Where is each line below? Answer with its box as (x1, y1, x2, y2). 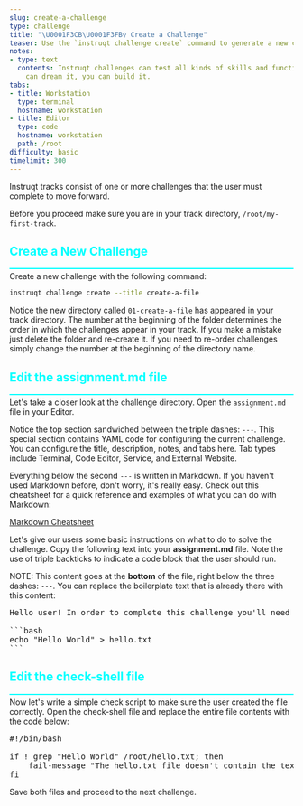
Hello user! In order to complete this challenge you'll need (9, 607, 290, 617)
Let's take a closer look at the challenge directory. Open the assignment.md (9, 397, 287, 408)
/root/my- (242, 210, 280, 219)
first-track (9, 219, 54, 229)
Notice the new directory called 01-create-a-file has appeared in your (9, 305, 274, 316)
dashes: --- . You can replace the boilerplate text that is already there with (9, 580, 284, 591)
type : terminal (17, 97, 75, 107)
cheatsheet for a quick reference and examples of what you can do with (9, 490, 277, 500)
